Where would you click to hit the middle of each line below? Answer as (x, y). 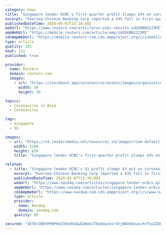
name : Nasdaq (32, 206)
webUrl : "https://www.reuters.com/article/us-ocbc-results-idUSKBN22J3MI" (84, 28)
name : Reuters (24, 69)
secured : (14, 224)
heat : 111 (15, 51)
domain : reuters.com (31, 74)
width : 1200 (26, 146)
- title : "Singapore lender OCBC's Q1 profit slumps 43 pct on (76, 169)
